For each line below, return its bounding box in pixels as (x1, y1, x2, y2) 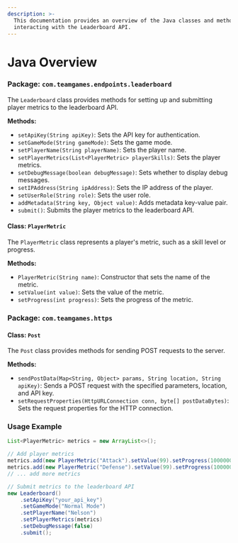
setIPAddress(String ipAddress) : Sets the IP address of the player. (17, 183, 214, 191)
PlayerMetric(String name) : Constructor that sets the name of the (17, 273, 210, 281)
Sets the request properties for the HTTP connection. (17, 404, 174, 413)
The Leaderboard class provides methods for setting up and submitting (7, 95, 212, 103)
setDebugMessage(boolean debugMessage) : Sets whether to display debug (17, 168, 228, 177)
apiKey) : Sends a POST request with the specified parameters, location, (17, 381, 227, 390)
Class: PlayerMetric (7, 222, 66, 230)
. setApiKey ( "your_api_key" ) (20, 496, 103, 503)
